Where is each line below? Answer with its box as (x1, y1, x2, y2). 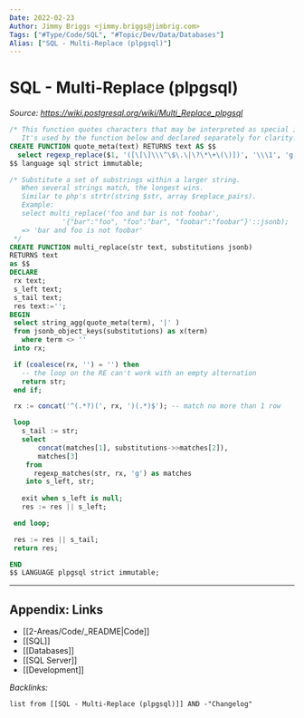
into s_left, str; (25, 477, 95, 486)
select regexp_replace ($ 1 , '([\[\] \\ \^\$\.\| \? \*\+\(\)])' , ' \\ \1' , (17, 150, 281, 160)
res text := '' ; (13, 301, 67, 311)
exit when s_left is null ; (21, 494, 124, 503)
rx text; (13, 277, 47, 286)
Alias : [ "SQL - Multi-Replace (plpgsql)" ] (9, 38, 172, 48)
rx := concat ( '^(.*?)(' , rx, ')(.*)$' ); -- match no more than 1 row (13, 402, 281, 411)
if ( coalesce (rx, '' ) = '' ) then (13, 360, 140, 369)
